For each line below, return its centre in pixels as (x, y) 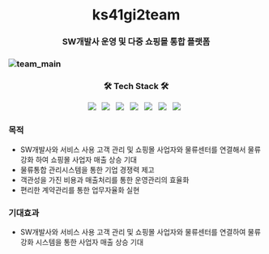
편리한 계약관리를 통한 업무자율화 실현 (80, 190)
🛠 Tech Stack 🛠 (136, 86)
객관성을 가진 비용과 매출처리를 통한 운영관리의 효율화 (105, 180)
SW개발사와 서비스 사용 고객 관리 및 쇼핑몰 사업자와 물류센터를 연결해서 (133, 149)
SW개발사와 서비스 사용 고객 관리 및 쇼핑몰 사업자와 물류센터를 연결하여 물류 (141, 231)
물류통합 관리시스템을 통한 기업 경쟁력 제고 (88, 169)
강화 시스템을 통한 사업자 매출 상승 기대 (82, 242)
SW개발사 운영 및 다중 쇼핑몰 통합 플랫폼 (136, 42)
